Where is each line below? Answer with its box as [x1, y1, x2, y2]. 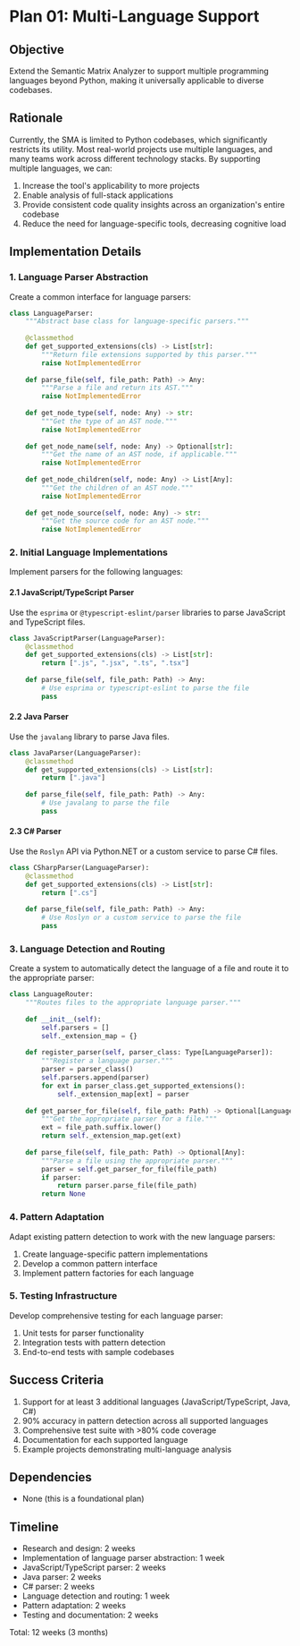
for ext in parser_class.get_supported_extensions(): [41, 1081, 246, 1090]
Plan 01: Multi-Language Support [9, 6, 260, 27]
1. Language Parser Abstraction [9, 271, 149, 284]
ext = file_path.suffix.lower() [41, 1123, 162, 1132]
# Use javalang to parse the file [41, 798, 170, 807]
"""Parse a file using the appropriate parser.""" [41, 1156, 234, 1165]
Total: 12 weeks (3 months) [9, 1627, 109, 1638]
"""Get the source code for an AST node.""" [41, 516, 210, 525]
